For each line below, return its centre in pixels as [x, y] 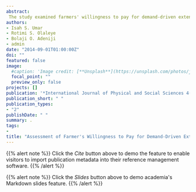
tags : [13, 126]
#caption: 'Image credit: [43, 71]
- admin [15, 44]
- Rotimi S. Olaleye [31, 33]
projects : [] [22, 88]
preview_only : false [36, 83]
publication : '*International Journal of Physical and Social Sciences [95, 93]
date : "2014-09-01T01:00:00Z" [43, 50]
